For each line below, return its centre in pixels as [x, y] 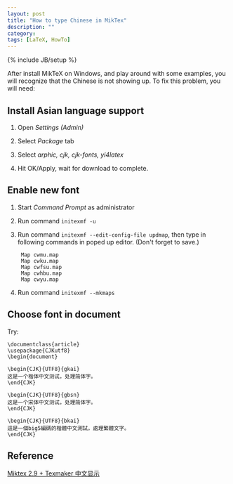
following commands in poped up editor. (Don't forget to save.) [108, 242]
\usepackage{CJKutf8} [39, 351]
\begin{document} [33, 357]
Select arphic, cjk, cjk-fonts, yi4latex [71, 155]
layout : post [26, 14]
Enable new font [44, 190]
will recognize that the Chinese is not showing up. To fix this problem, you [114, 81]
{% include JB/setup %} [42, 60]
